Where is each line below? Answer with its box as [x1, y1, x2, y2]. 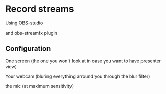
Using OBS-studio [5, 20, 43, 26]
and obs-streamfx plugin [5, 29, 58, 36]
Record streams [5, 3, 74, 15]
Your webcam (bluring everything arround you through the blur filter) [5, 73, 150, 79]
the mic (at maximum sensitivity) [5, 83, 74, 89]
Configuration [5, 44, 51, 53]
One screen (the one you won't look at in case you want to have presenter [5, 58, 161, 64]
